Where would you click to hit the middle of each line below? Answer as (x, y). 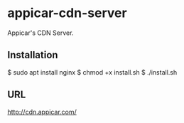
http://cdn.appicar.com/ (42, 112)
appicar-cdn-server (67, 13)
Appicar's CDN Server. (40, 33)
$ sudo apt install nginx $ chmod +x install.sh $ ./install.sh (92, 72)
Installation (33, 55)
